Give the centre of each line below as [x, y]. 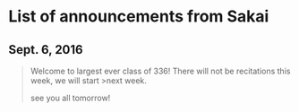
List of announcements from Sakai [139, 17]
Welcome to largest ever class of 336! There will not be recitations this [160, 71]
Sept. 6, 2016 [46, 50]
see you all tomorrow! [70, 98]
